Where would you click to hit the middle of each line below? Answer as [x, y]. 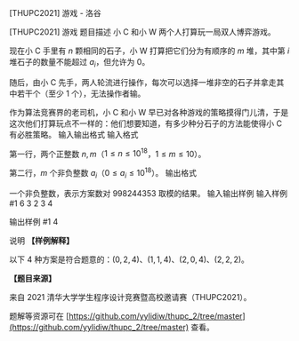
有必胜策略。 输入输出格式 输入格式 [74, 134]
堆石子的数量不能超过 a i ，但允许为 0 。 [80, 63]
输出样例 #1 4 [34, 221]
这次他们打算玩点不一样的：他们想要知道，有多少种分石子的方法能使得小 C [146, 123]
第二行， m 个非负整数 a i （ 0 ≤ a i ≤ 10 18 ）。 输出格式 [103, 173]
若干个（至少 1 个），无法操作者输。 [81, 93]
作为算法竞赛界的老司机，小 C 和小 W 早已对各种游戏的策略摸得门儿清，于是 [149, 112]
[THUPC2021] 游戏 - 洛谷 [56, 13]
